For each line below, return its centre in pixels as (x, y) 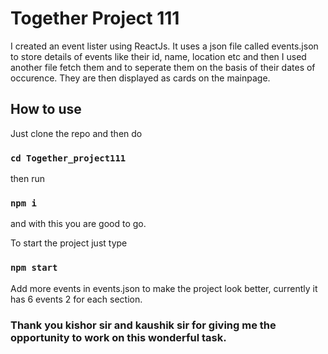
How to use (46, 109)
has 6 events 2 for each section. (76, 299)
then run (28, 179)
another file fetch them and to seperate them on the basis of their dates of (163, 67)
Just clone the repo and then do (76, 133)
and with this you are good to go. (78, 224)
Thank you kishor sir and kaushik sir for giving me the (143, 325)
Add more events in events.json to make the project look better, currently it (164, 288)
